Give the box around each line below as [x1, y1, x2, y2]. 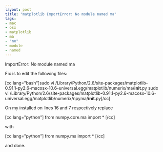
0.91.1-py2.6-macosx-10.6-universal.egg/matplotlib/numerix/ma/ [5, 85, 135, 91]
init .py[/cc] [88, 95, 111, 101]
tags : [5, 16, 16, 21]
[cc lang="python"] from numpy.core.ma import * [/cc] [5, 114, 115, 120]
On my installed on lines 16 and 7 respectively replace [5, 105, 113, 111]
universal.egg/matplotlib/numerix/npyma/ [5, 95, 89, 101]
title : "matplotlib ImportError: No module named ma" [5, 12, 117, 17]
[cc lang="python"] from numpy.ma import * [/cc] [5, 133, 105, 139]
